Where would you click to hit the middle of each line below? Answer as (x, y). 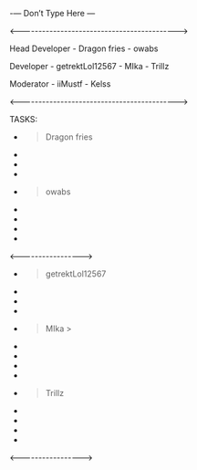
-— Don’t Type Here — (52, 13)
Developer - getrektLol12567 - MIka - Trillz (89, 66)
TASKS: (24, 119)
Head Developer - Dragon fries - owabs (84, 48)
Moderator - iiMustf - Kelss (60, 84)
